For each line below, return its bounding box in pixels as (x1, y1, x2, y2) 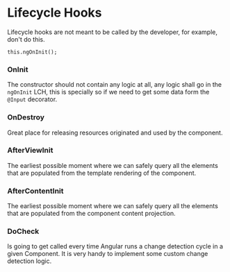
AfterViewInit (7, 146, 54, 155)
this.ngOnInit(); (7, 49, 58, 56)
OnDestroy (7, 112, 45, 122)
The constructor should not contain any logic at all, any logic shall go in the (7, 80, 222, 89)
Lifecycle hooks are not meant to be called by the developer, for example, (7, 28, 217, 36)
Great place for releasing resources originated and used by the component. (7, 128, 223, 137)
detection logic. (7, 257, 52, 265)
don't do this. (7, 35, 45, 43)
